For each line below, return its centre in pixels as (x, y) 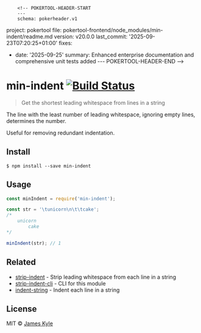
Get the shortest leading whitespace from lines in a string (93, 102)
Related (21, 262)
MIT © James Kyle (30, 324)
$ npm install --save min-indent (49, 166)
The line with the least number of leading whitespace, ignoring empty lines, (101, 114)
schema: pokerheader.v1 (48, 19)
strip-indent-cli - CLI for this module (60, 283)
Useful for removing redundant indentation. (61, 133)
